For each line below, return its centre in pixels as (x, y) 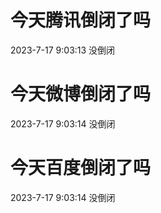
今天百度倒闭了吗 (81, 168)
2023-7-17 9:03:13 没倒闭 (63, 50)
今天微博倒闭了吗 (81, 94)
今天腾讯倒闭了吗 (81, 20)
